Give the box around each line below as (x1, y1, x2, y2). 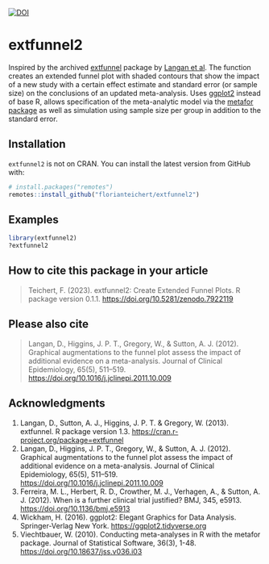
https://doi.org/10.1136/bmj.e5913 (19, 503, 130, 513)
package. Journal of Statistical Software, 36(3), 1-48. (19, 537, 197, 548)
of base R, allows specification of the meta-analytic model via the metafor (8, 97, 254, 107)
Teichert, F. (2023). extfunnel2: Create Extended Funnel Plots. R (27, 285, 241, 295)
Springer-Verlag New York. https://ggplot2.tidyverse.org (19, 520, 207, 530)
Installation (8, 137, 66, 151)
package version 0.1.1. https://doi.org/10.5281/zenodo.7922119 (27, 294, 234, 303)
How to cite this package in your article (8, 264, 209, 278)
